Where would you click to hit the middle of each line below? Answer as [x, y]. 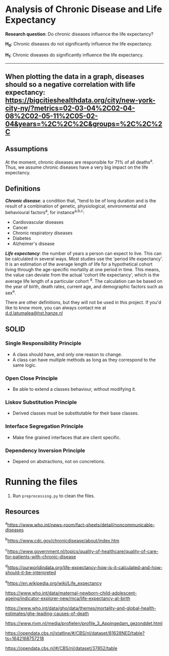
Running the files [41, 482]
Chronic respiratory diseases [43, 233]
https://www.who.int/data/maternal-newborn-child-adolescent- [71, 593]
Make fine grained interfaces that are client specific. [66, 437]
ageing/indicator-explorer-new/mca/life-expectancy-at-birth [68, 598]
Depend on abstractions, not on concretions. [59, 462]
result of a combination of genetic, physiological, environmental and [76, 206]
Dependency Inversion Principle [45, 450]
